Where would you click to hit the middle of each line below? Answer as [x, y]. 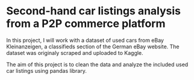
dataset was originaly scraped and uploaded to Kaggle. [75, 53]
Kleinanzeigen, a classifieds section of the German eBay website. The [93, 47]
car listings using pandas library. [47, 70]
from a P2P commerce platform [86, 24]
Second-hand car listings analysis [94, 11]
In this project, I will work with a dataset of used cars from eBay [85, 40]
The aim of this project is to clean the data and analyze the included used [97, 64]
